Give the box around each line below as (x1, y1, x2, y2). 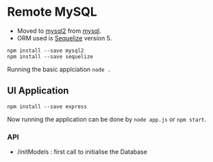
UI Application (7, 85, 69, 96)
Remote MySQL (7, 4, 97, 20)
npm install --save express (7, 103, 88, 110)
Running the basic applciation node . (7, 65, 111, 73)
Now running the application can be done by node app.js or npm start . (7, 115, 207, 123)
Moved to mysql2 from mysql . (16, 27, 101, 35)
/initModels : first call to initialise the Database (16, 148, 147, 156)
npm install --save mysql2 (7, 47, 84, 54)
